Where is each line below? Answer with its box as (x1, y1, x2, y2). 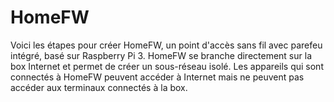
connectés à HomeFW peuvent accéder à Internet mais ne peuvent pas (10, 71, 305, 83)
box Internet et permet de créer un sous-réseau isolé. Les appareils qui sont (10, 60, 324, 72)
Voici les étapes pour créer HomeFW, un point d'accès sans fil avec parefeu (10, 39, 323, 51)
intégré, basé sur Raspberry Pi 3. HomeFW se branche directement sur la (10, 49, 312, 61)
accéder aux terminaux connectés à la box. (10, 81, 188, 93)
